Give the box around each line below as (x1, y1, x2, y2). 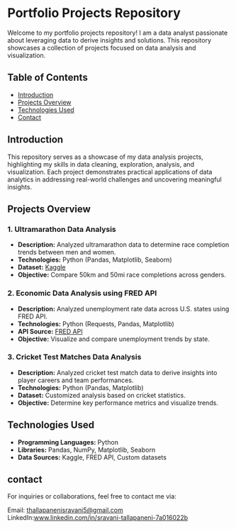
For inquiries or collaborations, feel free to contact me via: (7, 492, 177, 501)
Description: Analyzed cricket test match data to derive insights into (17, 368, 218, 377)
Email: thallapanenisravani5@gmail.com (7, 506, 123, 515)
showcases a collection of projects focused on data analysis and (7, 43, 196, 52)
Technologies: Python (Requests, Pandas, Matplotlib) (17, 319, 175, 328)
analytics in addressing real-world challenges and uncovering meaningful (7, 175, 222, 184)
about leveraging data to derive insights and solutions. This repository (7, 35, 211, 44)
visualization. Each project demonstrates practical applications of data (7, 167, 213, 176)
